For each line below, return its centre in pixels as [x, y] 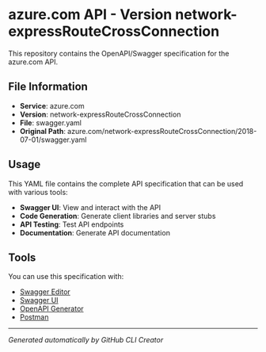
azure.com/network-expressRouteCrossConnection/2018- [162, 131]
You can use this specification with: [66, 277]
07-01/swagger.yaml [53, 140]
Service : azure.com [52, 105]
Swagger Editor [45, 292]
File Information [48, 87]
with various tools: [38, 192]
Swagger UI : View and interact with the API [90, 207]
